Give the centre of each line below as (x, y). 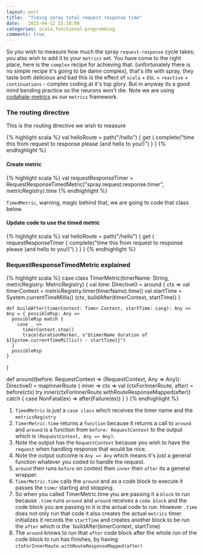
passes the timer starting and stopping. (64, 488)
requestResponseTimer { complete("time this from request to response (95, 243)
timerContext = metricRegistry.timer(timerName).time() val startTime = (94, 291)
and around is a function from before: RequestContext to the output (99, 430)
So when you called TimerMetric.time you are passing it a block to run (102, 494)
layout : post (23, 12)
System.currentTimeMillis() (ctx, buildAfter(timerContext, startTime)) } (93, 297)
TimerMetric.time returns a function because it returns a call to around (103, 423)
